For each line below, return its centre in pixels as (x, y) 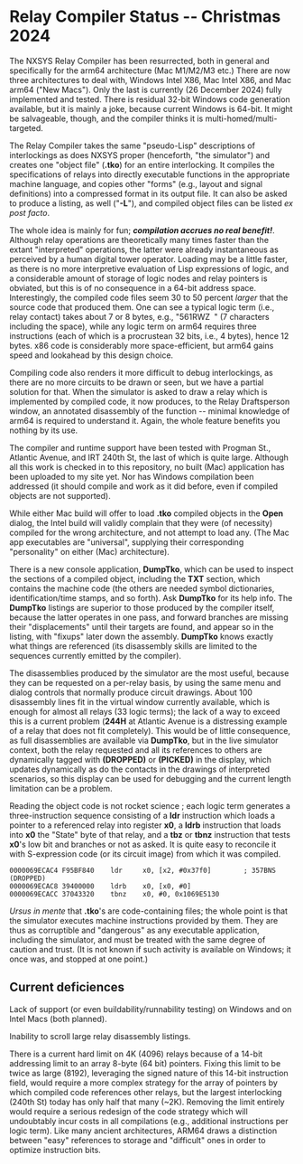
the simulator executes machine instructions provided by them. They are (144, 920)
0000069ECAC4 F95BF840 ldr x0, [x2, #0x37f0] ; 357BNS (143, 870)
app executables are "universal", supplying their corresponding (127, 542)
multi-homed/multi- (241, 118)
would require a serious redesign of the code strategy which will (129, 1111)
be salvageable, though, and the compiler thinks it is (106, 118)
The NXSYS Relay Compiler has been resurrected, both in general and (140, 61)
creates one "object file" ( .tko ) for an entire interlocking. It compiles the (142, 164)
